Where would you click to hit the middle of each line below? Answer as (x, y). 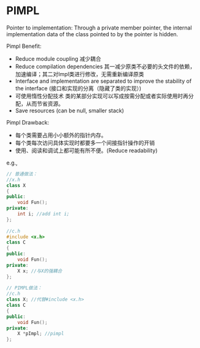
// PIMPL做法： (24, 288)
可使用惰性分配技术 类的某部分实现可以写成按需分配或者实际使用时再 (102, 96)
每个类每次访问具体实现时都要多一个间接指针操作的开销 (85, 142)
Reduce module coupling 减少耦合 (58, 58)
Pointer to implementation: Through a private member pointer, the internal (99, 28)
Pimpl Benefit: (24, 46)
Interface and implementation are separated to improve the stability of (103, 81)
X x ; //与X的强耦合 (40, 271)
